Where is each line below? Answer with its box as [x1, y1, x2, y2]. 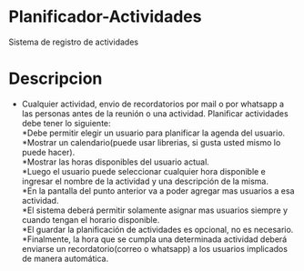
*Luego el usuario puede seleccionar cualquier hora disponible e [21, 166, 266, 176]
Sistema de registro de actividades [8, 36, 138, 47]
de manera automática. [21, 253, 109, 264]
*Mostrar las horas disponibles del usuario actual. [21, 156, 210, 167]
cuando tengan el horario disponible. [21, 214, 160, 225]
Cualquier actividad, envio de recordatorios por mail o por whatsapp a [21, 98, 284, 109]
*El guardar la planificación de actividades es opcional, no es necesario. [21, 224, 294, 235]
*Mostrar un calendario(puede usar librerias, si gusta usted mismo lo [21, 136, 281, 147]
